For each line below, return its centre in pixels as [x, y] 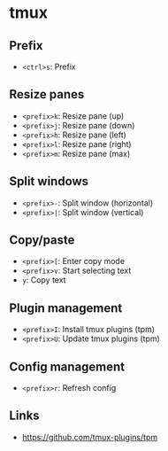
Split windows [49, 181]
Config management [67, 366]
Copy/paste [42, 241]
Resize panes [47, 94]
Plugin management [66, 308]
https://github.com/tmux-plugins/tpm [89, 437]
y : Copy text [44, 280]
